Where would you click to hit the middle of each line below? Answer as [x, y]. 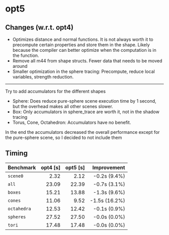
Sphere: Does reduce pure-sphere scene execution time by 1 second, [84, 101]
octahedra [19, 209]
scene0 [16, 176]
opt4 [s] [51, 168]
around [20, 66]
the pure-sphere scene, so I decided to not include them [64, 137]
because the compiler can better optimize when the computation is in [84, 50]
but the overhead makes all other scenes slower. [63, 106]
